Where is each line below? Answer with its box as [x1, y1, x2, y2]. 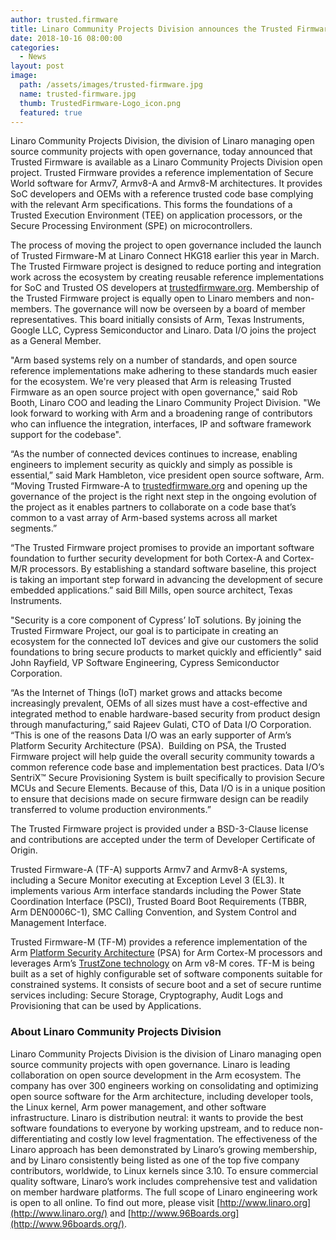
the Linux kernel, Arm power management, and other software [10, 1101, 267, 1113]
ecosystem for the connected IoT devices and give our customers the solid [10, 636, 319, 648]
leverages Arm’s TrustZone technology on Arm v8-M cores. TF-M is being [10, 957, 315, 970]
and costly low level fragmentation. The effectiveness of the [69, 1132, 318, 1145]
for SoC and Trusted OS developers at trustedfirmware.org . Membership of [10, 282, 320, 294]
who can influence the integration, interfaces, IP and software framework [10, 418, 312, 430]
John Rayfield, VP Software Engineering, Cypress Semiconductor [10, 657, 280, 669]
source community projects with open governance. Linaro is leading [10, 1058, 291, 1070]
